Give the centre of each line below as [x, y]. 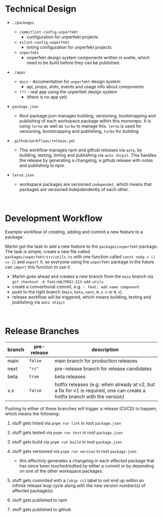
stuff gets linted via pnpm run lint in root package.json [66, 423]
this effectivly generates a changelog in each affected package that [87, 460]
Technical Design [41, 9]
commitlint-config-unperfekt [49, 32]
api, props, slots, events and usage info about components [85, 86]
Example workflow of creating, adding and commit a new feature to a [74, 232]
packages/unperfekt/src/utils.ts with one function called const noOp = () [80, 257]
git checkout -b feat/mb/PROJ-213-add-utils [58, 282]
